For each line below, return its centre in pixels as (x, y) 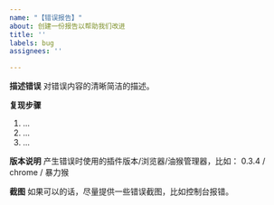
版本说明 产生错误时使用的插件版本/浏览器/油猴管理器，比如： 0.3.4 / (137, 161)
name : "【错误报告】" (46, 18)
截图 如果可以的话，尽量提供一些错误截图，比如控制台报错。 (121, 191)
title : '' (28, 34)
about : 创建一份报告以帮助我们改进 (67, 26)
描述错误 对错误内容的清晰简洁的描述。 (82, 86)
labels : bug (32, 43)
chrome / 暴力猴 (39, 172)
